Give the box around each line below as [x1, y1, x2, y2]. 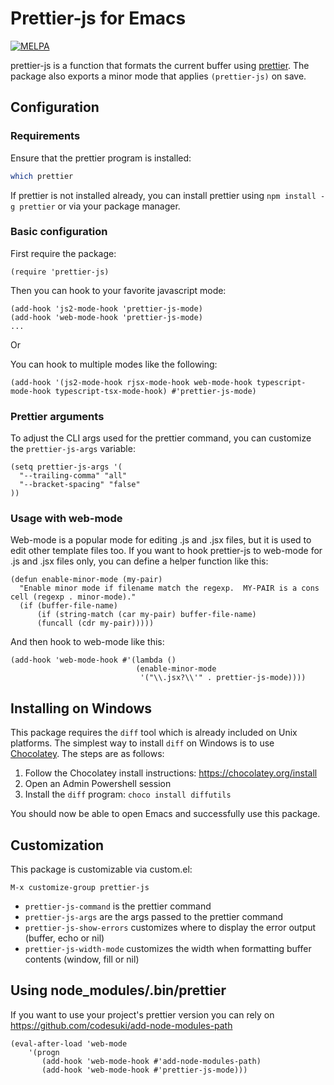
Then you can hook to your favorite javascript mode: [10, 284, 227, 296]
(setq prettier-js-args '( [10, 462, 123, 472]
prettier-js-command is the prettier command [24, 900, 212, 912]
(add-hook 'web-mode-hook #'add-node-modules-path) [41, 1056, 262, 1066]
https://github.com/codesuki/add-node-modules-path [10, 1019, 233, 1031]
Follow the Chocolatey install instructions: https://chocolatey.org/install [24, 767, 318, 779]
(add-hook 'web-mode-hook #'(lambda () [10, 655, 177, 666]
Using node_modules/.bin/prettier [10, 982, 227, 999]
